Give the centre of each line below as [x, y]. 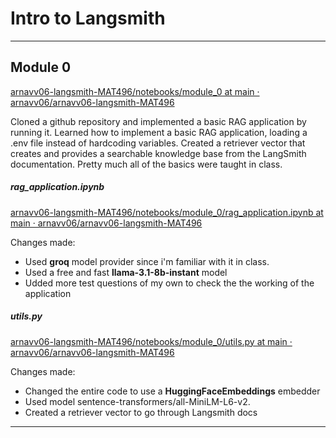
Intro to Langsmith [88, 18]
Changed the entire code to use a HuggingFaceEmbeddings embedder [172, 391]
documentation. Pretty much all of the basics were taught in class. [146, 164]
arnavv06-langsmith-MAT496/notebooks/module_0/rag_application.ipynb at [167, 212]
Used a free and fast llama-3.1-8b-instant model [126, 272]
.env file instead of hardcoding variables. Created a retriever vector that [158, 143]
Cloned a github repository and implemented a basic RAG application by [158, 121]
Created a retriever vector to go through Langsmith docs [141, 412]
